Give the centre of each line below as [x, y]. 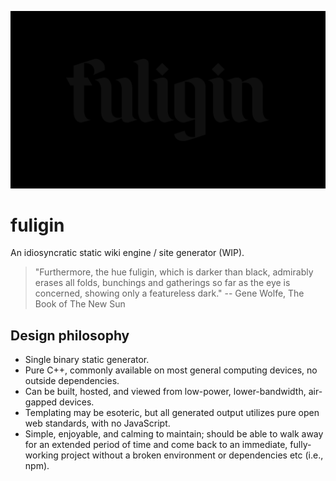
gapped [41, 402]
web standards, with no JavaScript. [97, 423]
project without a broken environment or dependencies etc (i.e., [192, 455]
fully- [300, 445]
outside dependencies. [72, 381]
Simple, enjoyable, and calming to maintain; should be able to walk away [174, 434]
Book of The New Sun [80, 304]
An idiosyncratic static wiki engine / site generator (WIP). [127, 253]
